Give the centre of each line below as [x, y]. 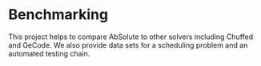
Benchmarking [58, 15]
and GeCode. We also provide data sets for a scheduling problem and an [128, 45]
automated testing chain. [49, 53]
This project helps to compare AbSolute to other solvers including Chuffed [131, 37]
